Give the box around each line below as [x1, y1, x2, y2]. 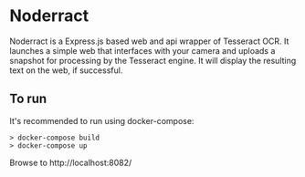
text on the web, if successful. [9, 65, 123, 76]
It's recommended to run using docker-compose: [9, 115, 195, 126]
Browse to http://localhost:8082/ [9, 157, 132, 168]
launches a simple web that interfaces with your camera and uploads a [9, 45, 276, 56]
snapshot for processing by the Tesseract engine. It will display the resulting [9, 55, 297, 66]
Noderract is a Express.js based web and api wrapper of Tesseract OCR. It [9, 36, 289, 47]
